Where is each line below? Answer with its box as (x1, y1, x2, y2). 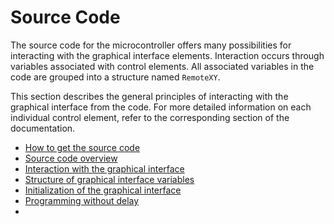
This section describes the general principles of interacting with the (10, 90, 289, 102)
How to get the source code (24, 141, 141, 153)
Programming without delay (24, 194, 140, 206)
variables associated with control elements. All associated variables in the (10, 60, 315, 72)
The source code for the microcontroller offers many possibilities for (10, 39, 292, 51)
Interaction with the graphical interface (24, 162, 185, 175)
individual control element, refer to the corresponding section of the (10, 111, 290, 123)
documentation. (10, 122, 76, 134)
